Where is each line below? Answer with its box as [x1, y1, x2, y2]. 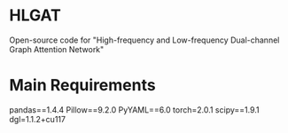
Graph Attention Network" [9, 43, 105, 54]
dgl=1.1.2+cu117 [9, 113, 66, 124]
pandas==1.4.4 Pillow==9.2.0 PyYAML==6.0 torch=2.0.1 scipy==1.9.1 [9, 104, 260, 115]
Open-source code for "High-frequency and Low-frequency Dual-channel [9, 35, 280, 45]
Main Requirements [9, 75, 157, 96]
